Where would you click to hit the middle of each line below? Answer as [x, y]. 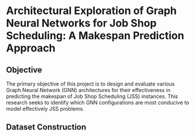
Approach [31, 48]
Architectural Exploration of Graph [91, 11]
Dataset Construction [46, 127]
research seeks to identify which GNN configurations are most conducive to [97, 103]
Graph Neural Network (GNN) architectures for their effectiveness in [88, 90]
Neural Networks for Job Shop [81, 23]
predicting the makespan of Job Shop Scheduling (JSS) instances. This [92, 96]
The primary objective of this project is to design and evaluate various [90, 84]
